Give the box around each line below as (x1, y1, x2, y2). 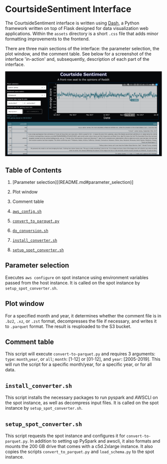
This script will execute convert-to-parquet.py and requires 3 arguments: (5, 351, 156, 357)
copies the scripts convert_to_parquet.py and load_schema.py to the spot (5, 449, 155, 455)
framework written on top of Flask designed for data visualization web (5, 25, 149, 31)
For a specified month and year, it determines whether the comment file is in (5, 312, 162, 318)
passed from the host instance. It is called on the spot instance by (5, 280, 140, 286)
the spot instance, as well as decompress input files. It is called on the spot (5, 400, 159, 406)
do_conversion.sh (12, 228, 49, 233)
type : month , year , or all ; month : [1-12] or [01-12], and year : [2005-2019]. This (5, 356, 161, 362)
